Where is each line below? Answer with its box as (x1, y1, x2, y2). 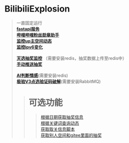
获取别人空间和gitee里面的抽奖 (40, 132, 102, 138)
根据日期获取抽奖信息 (40, 114, 83, 120)
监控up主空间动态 (16, 38, 52, 44)
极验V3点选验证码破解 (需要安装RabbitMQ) (16, 78, 101, 84)
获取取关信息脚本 (40, 126, 75, 132)
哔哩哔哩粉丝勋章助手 (16, 32, 59, 38)
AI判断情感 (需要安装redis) (16, 72, 68, 78)
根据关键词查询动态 (40, 120, 80, 126)
